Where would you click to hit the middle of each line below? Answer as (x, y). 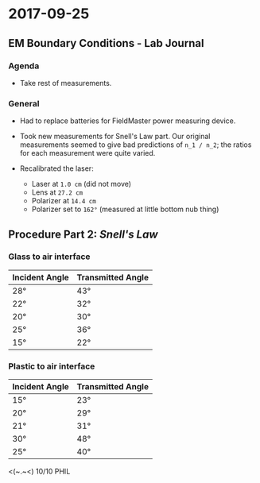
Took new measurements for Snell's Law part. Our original (115, 137)
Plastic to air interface (52, 366)
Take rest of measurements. (66, 83)
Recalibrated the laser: (56, 168)
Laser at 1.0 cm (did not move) (81, 184)
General (24, 103)
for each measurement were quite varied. (87, 153)
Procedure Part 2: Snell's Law (83, 234)
